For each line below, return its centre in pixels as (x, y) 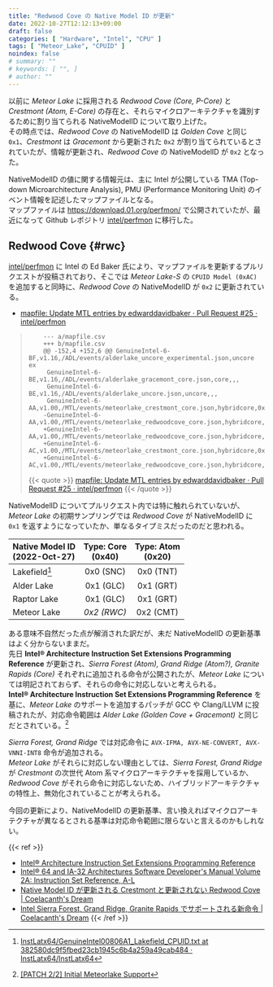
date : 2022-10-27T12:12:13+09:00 (65, 24)
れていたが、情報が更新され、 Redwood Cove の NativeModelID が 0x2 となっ (136, 151)
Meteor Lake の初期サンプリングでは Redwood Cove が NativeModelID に (131, 516)
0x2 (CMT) (157, 612)
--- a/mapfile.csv (74, 337)
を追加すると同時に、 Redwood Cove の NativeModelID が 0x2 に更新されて (133, 287)
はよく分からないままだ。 (51, 643)
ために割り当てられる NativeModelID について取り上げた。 (113, 121)
